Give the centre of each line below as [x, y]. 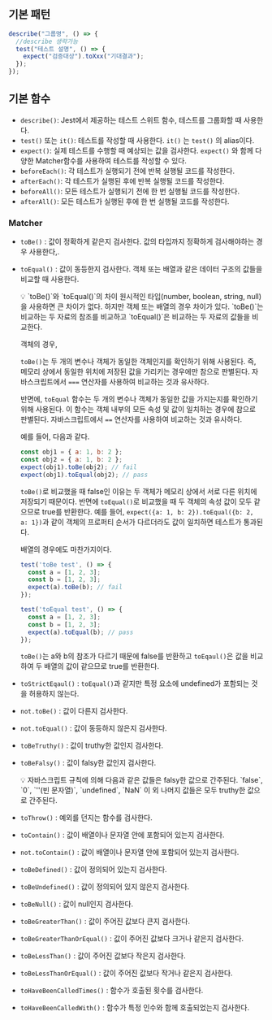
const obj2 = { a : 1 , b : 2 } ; [71, 460]
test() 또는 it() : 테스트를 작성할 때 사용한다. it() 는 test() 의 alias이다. [137, 140]
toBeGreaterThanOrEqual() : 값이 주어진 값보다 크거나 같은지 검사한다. [132, 939]
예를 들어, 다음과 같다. [55, 436]
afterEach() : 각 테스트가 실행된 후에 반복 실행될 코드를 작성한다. [122, 180]
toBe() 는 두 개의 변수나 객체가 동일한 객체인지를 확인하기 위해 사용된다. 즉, [138, 362]
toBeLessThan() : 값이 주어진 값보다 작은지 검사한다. [103, 956]
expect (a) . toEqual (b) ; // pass [81, 632]
